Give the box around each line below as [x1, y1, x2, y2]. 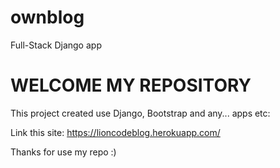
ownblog [10, 6, 85, 29]
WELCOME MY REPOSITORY [10, 74, 252, 97]
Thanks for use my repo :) [10, 146, 117, 158]
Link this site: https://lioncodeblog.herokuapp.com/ [10, 126, 221, 138]
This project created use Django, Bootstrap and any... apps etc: [10, 107, 271, 119]
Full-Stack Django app [10, 39, 102, 51]
